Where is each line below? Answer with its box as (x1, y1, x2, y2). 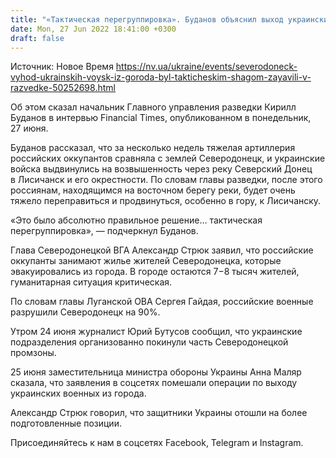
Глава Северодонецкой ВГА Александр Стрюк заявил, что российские (10, 244, 314, 256)
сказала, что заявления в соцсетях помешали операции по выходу (10, 377, 298, 389)
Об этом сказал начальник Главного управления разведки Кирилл (10, 101, 297, 113)
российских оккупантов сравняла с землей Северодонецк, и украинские (10, 152, 326, 165)
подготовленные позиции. (10, 417, 122, 430)
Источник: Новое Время (10, 61, 114, 73)
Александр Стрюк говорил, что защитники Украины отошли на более (10, 407, 308, 419)
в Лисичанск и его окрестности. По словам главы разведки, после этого (10, 174, 323, 186)
